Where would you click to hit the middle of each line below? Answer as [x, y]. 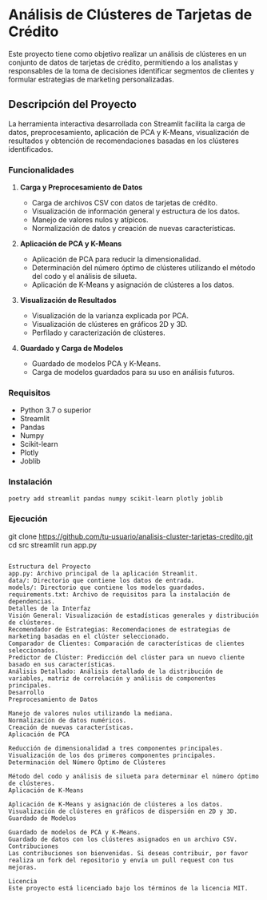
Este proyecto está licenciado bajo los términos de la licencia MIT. [128, 888]
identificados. [31, 149]
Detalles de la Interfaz [50, 608]
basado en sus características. [62, 664]
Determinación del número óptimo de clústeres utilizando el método [143, 268]
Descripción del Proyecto [73, 104]
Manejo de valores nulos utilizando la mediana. [91, 713]
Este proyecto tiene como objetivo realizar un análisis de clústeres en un [128, 54]
